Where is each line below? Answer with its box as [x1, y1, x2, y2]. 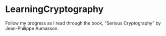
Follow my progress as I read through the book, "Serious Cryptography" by [5, 20, 161, 26]
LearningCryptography [5, 3, 104, 15]
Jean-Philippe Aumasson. [5, 25, 59, 31]
